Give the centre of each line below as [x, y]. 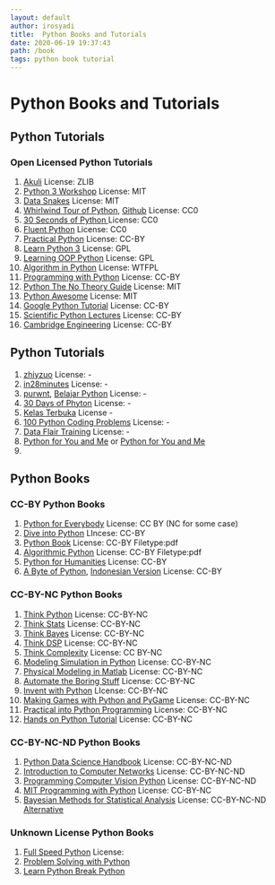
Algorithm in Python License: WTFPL [91, 267]
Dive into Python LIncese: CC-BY [84, 534]
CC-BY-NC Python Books [67, 594]
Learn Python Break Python [74, 872]
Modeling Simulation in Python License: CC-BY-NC [117, 662]
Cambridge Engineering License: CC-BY [98, 325]
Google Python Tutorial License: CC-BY [96, 305]
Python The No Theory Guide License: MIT [102, 286]
